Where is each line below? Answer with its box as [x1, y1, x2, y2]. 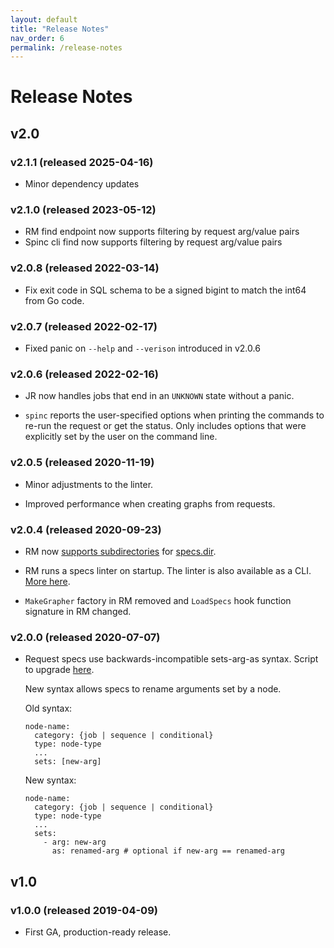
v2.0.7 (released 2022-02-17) [10, 319, 158, 333]
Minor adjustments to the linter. [24, 478, 154, 490]
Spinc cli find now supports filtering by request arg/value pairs [24, 236, 283, 248]
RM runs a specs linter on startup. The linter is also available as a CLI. [24, 564, 312, 576]
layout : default [10, 14, 78, 25]
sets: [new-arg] [34, 757, 102, 767]
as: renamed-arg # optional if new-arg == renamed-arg [51, 846, 286, 856]
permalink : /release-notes [10, 42, 123, 53]
